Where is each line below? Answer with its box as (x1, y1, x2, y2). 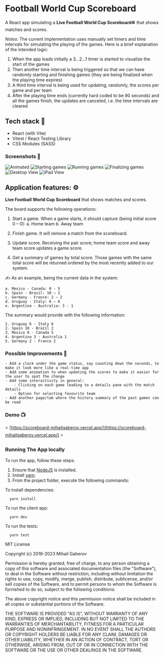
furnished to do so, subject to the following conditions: (5, 586, 115, 592)
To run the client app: (5, 505, 48, 511)
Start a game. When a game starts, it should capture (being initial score (12, 216, 157, 221)
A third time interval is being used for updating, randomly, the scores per (12, 82, 160, 88)
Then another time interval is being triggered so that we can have (12, 66, 145, 72)
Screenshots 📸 (5, 153, 41, 160)
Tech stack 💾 (5, 117, 46, 126)
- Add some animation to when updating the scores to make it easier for (5, 370, 160, 375)
